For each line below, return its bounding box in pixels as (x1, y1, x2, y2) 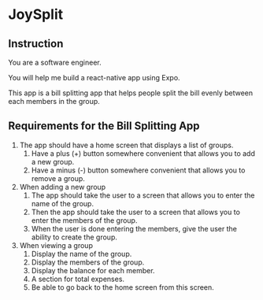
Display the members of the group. (31, 257, 145, 267)
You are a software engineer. (8, 57, 102, 67)
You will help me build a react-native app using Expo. (8, 73, 180, 82)
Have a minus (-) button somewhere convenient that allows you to (31, 165, 246, 175)
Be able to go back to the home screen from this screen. (31, 282, 214, 292)
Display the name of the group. (31, 249, 132, 258)
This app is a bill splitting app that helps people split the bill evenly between (8, 88, 254, 98)
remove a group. (31, 173, 85, 183)
